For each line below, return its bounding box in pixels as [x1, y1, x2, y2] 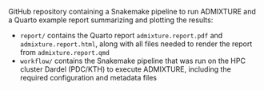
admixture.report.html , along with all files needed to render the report [19, 39, 253, 49]
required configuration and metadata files [19, 73, 158, 82]
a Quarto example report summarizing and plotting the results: [8, 15, 214, 25]
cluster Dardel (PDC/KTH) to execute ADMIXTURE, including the [19, 65, 232, 74]
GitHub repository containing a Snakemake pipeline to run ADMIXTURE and [8, 7, 256, 16]
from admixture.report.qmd [19, 48, 110, 57]
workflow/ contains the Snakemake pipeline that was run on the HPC [19, 56, 246, 65]
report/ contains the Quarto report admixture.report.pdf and [19, 31, 223, 40]
